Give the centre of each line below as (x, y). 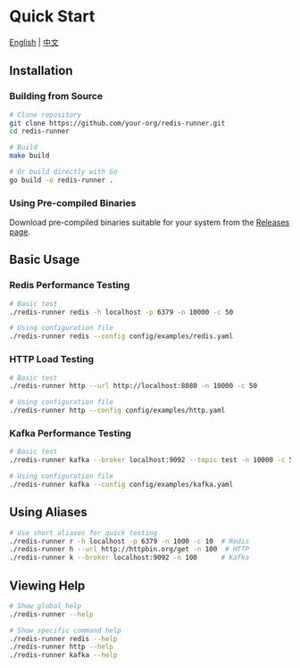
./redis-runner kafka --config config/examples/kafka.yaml (121, 484)
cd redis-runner (39, 131)
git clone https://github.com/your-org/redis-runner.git (117, 123)
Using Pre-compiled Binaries (73, 202)
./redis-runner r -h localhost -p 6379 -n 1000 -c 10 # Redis (129, 541)
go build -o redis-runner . (62, 180)
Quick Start (52, 16)
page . (20, 232)
